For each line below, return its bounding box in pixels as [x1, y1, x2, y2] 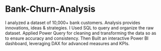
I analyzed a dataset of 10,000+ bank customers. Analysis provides [5, 20, 140, 25]
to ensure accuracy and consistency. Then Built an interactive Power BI [5, 35, 149, 41]
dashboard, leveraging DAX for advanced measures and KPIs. [5, 40, 130, 46]
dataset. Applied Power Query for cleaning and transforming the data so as [5, 30, 157, 36]
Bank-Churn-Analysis [5, 3, 95, 15]
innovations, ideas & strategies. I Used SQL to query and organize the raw [5, 25, 154, 30]
